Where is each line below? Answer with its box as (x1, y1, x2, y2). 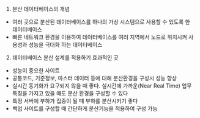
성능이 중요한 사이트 (12, 67, 60, 74)
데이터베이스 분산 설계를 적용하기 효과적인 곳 (12, 54, 119, 61)
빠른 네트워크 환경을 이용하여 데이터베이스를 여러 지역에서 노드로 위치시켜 (12, 33, 188, 41)
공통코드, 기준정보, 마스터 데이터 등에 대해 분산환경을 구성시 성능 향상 (12, 75, 177, 82)
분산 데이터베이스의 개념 (12, 5, 70, 12)
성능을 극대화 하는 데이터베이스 (28, 41, 103, 48)
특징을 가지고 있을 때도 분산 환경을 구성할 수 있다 (12, 90, 128, 97)
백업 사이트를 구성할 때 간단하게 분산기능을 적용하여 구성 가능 (12, 105, 158, 112)
